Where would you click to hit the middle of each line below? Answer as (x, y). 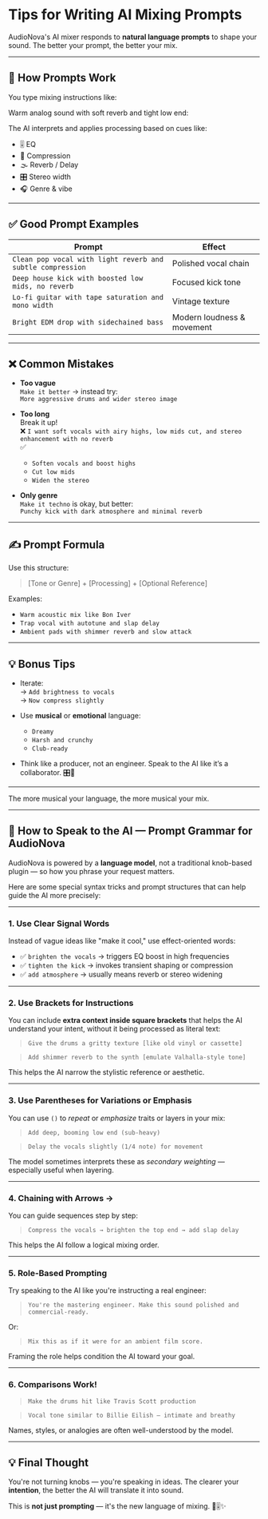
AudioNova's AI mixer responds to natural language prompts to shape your (133, 37)
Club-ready (50, 749)
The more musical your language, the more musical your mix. (109, 798)
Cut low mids (53, 472)
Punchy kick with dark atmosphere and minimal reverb (111, 512)
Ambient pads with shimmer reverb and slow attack (106, 632)
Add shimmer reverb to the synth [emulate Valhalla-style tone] (137, 1058)
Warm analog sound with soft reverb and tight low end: (99, 113)
